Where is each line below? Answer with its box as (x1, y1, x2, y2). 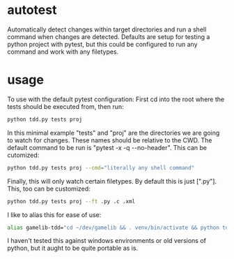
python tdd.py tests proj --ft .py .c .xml (7, 198, 136, 205)
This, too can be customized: (7, 184, 91, 193)
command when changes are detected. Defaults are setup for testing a (7, 32, 210, 40)
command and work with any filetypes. (7, 47, 119, 56)
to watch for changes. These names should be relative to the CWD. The (7, 135, 212, 145)
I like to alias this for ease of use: (7, 210, 102, 219)
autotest (7, 2, 57, 18)
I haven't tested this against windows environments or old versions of (7, 237, 207, 245)
